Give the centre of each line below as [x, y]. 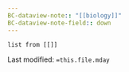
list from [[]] [33, 44]
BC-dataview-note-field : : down [59, 23]
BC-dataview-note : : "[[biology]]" [65, 15]
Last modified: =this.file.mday [59, 59]
